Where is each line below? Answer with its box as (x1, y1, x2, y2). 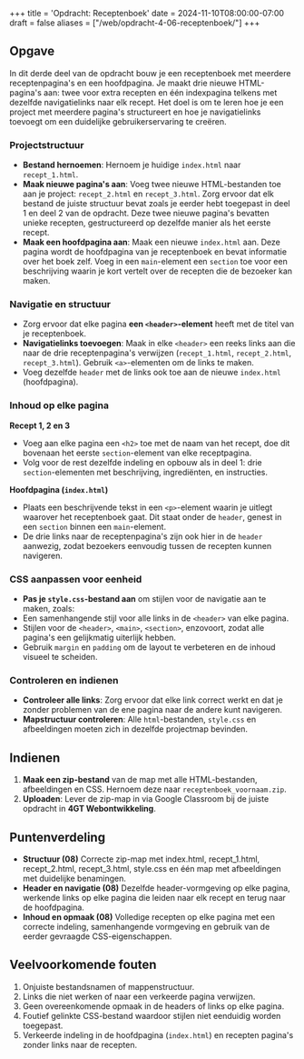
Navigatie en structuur (9, 298, 112, 311)
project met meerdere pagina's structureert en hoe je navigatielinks (9, 106, 261, 117)
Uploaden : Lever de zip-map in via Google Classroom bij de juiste (22, 794, 270, 804)
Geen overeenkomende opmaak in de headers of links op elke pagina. (22, 1000, 285, 1012)
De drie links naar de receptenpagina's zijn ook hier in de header (22, 531, 263, 542)
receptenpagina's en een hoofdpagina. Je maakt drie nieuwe (9, 77, 238, 88)
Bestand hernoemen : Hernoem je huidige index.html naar (22, 159, 241, 171)
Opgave (9, 44, 55, 59)
